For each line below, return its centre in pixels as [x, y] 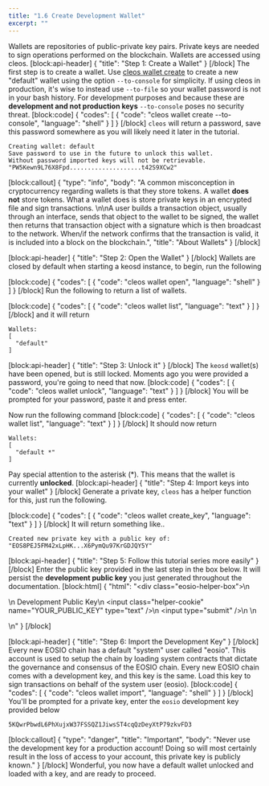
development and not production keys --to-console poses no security [126, 106]
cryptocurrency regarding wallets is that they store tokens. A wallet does [128, 190]
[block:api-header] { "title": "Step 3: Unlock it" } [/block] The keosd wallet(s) [134, 365]
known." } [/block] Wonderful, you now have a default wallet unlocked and [131, 765]
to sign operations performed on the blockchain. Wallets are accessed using [134, 55]
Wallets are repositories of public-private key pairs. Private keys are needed [134, 46]
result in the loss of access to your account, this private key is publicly [124, 756]
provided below [34, 710]
